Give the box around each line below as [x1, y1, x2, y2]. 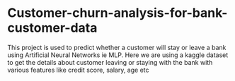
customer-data [7, 20, 98, 36]
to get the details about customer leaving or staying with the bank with [7, 58, 213, 66]
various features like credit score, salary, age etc [7, 66, 150, 74]
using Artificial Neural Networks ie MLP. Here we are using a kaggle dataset [7, 51, 229, 59]
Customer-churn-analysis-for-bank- [7, 5, 228, 21]
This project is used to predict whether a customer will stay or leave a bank [7, 43, 227, 51]
